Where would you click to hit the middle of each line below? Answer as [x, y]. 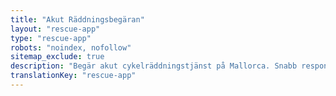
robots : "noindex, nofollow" [71, 47]
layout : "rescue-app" [55, 29]
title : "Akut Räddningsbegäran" [77, 19]
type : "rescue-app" [51, 38]
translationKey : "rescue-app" [73, 76]
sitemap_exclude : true [57, 57]
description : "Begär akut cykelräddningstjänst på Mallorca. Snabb [154, 66]
